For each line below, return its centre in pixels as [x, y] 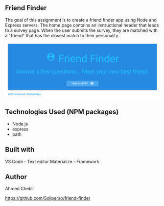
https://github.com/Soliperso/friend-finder [48, 198]
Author [16, 177]
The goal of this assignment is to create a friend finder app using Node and [81, 20]
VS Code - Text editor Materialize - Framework [52, 161]
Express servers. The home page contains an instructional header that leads [82, 25]
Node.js [20, 124]
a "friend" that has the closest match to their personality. [62, 35]
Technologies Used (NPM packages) [62, 112]
